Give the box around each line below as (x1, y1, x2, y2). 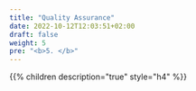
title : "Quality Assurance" (9, 13, 116, 23)
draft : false (9, 30, 59, 39)
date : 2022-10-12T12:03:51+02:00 (9, 22, 135, 31)
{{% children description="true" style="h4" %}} (9, 71, 188, 82)
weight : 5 (9, 38, 47, 48)
